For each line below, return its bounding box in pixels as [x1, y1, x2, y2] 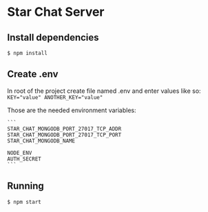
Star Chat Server [7, 4, 105, 20]
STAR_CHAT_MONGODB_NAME [7, 137, 76, 145]
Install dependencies [7, 32, 99, 43]
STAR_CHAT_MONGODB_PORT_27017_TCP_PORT [7, 131, 122, 138]
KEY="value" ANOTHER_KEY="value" [7, 94, 103, 100]
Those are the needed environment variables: [7, 106, 136, 114]
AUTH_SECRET [7, 156, 41, 162]
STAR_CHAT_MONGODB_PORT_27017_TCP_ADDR [7, 125, 122, 132]
